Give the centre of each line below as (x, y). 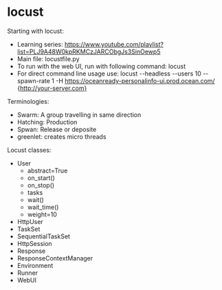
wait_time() (43, 207)
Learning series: (40, 44)
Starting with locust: (35, 31)
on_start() (41, 178)
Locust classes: (29, 150)
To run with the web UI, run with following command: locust (101, 66)
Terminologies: (28, 101)
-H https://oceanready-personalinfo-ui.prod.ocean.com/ (135, 80)
